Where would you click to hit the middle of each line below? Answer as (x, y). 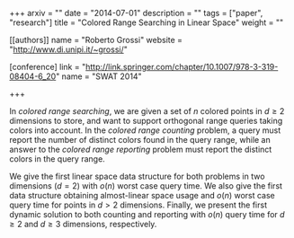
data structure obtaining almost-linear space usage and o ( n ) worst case (143, 195)
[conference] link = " (48, 67)
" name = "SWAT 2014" (98, 76)
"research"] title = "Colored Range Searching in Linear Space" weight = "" (147, 22)
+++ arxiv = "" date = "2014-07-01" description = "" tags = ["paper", (136, 13)
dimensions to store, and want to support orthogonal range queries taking (146, 121)
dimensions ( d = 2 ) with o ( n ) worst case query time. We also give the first (146, 186)
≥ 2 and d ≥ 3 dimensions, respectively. (83, 224)
